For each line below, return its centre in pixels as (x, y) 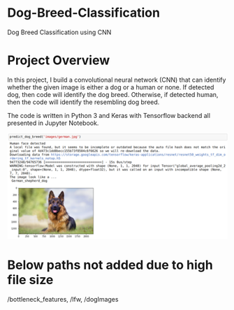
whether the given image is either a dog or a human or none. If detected (111, 87)
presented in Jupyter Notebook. (53, 123)
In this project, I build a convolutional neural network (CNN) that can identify (117, 80)
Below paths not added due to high (110, 265)
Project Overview (59, 60)
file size (30, 280)
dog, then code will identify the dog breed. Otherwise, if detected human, (113, 94)
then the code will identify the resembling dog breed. (83, 102)
